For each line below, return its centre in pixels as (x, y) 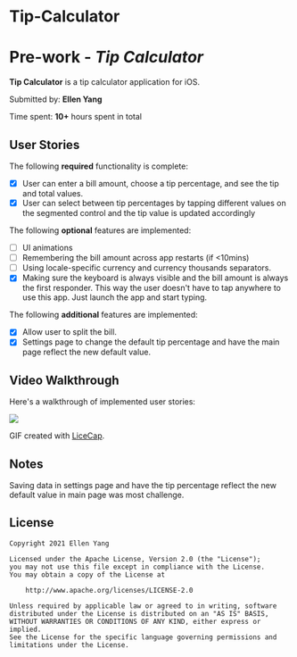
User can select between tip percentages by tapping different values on (154, 203)
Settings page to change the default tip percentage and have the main (151, 342)
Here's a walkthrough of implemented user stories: (103, 402)
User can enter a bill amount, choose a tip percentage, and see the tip (150, 183)
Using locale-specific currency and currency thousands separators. (147, 268)
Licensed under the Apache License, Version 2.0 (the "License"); (135, 559)
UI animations (47, 248)
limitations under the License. (69, 645)
